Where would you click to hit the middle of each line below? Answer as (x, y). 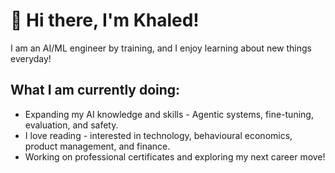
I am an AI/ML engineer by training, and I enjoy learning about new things (161, 48)
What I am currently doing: (95, 90)
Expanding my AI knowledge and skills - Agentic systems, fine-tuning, (169, 114)
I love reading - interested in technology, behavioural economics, (158, 135)
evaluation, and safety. (71, 125)
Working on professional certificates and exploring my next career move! (175, 156)
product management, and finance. (97, 146)
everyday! (31, 58)
